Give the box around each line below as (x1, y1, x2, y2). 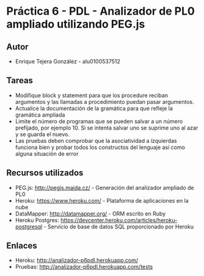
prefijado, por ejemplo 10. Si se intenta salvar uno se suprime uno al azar (15, 124, 199, 131)
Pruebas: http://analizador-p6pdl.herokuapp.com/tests (15, 263, 153, 271)
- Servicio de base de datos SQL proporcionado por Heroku (43, 223, 194, 230)
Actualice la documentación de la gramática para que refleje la (15, 104, 173, 112)
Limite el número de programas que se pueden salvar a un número (15, 117, 183, 125)
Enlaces (6, 241, 38, 251)
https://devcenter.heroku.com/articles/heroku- (60, 216, 178, 223)
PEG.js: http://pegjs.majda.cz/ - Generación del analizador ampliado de (15, 184, 194, 191)
